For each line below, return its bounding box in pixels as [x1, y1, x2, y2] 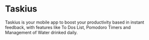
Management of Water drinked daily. [5, 29, 78, 35]
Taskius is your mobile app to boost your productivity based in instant [5, 19, 145, 25]
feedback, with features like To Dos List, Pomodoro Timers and [5, 24, 131, 30]
